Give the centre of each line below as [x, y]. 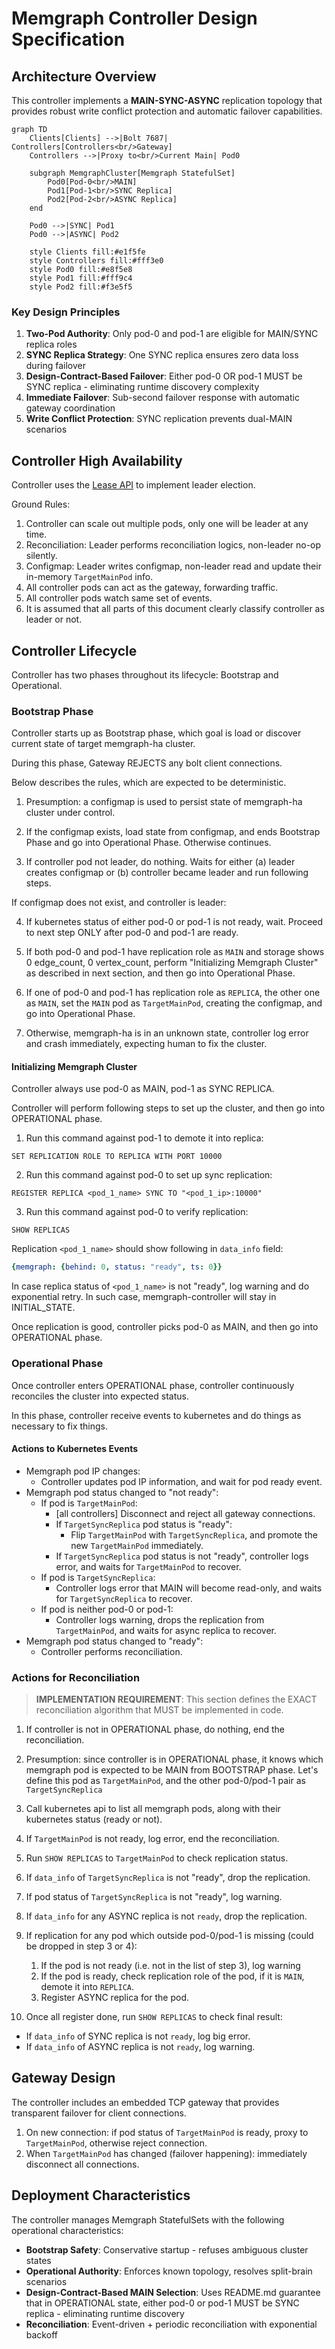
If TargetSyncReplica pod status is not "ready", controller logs [182, 1556]
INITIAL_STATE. [43, 1308]
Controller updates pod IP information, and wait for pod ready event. [181, 1481]
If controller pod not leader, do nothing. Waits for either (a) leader [160, 862]
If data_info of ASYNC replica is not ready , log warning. [140, 2047]
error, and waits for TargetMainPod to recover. [148, 1566]
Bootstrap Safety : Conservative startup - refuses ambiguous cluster [167, 2249]
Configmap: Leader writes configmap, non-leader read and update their [173, 566]
